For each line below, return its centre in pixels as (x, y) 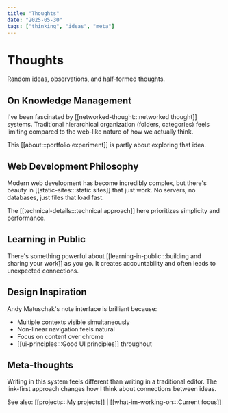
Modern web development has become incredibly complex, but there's (107, 183)
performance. (26, 218)
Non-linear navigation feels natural (66, 329)
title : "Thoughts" (33, 13)
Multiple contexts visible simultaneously (73, 322)
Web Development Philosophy (73, 166)
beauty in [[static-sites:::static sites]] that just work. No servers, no (101, 190)
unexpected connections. (43, 271)
